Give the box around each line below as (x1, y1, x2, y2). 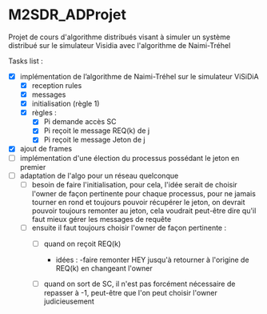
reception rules (31, 81, 82, 90)
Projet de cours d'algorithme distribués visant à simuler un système (8, 32, 230, 42)
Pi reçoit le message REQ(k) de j (43, 126, 150, 135)
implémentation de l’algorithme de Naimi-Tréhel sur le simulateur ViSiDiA (19, 71, 259, 81)
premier (19, 162, 46, 171)
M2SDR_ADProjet (8, 6, 126, 24)
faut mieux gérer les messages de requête (31, 214, 172, 223)
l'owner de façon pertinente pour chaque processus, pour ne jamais (31, 188, 256, 198)
